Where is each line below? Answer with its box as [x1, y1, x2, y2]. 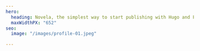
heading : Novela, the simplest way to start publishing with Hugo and [11, 14, 190, 20]
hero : [5, 8, 19, 15]
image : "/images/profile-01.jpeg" [11, 31, 97, 37]
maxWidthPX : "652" [11, 20, 57, 26]
